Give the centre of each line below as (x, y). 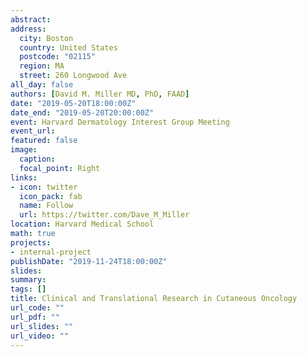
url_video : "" (40, 336)
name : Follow (46, 206)
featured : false (44, 141)
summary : (28, 280)
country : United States (68, 47)
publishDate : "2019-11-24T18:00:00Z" (89, 261)
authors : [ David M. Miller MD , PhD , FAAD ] (100, 94)
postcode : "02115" (58, 57)
